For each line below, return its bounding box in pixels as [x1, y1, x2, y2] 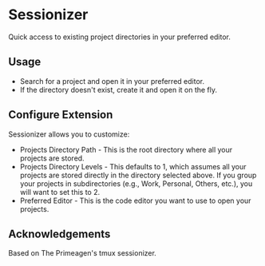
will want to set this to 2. [19, 187, 101, 197]
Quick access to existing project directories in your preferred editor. [8, 32, 231, 42]
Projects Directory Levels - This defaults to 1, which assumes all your [19, 161, 247, 171]
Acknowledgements [8, 227, 111, 240]
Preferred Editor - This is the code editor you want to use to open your [19, 196, 251, 205]
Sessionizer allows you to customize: [8, 129, 130, 139]
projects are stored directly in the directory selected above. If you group [19, 170, 257, 180]
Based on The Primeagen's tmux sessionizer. [8, 248, 157, 258]
